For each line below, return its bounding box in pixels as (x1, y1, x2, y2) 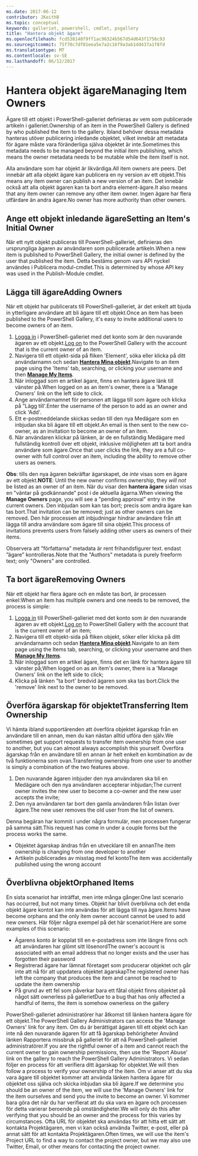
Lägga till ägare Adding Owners (6, 287, 122, 297)
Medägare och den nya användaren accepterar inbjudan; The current (14, 781, 182, 788)
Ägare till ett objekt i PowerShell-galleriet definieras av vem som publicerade (6, 116, 193, 123)
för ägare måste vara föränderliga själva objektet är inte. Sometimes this (6, 141, 180, 148)
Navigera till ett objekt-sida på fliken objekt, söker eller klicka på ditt (14, 633, 180, 640)
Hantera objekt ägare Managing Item (6, 83, 187, 97)
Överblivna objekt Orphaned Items (6, 878, 134, 888)
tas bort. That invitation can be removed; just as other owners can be (6, 508, 173, 516)
